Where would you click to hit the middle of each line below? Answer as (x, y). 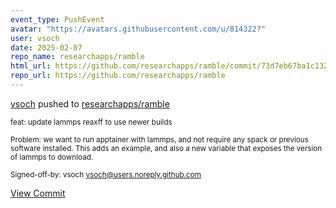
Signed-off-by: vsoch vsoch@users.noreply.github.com (106, 174)
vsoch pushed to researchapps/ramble (90, 103)
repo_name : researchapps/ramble (77, 57)
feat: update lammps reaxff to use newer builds (91, 122)
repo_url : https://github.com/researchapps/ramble (118, 76)
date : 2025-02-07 (46, 47)
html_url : (31, 66)
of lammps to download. (52, 157)
